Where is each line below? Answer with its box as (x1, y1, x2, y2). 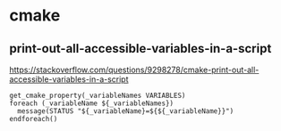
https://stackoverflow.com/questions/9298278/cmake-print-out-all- (9, 64, 260, 75)
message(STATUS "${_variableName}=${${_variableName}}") (17, 107, 234, 116)
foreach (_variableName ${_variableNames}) (9, 99, 175, 108)
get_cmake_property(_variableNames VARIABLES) (9, 91, 186, 100)
